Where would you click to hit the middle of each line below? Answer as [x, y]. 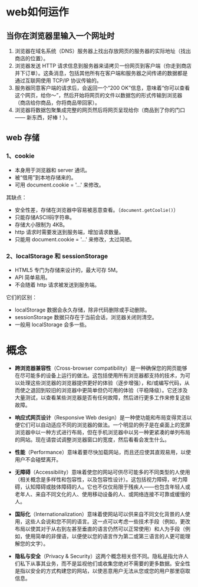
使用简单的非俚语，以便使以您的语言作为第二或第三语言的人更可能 [105, 536]
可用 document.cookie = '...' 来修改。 [59, 185]
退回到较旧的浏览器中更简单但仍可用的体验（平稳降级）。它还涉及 [109, 390]
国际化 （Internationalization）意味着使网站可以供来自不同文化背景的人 [100, 514]
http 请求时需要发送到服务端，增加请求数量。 [69, 232]
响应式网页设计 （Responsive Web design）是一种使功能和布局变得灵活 [100, 417]
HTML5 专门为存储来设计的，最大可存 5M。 [67, 270]
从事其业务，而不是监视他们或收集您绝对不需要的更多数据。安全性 [110, 563]
